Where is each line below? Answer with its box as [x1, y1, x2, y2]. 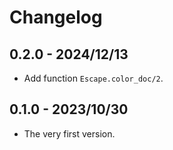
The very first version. [23, 127, 116, 140]
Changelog [9, 6, 103, 29]
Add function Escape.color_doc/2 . [23, 72, 164, 84]
